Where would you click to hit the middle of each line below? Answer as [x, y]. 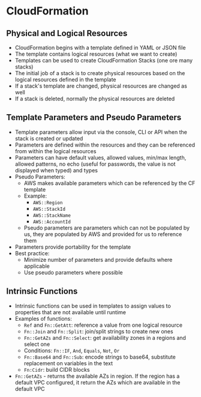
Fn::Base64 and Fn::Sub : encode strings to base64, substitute [100, 357]
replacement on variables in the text [68, 363]
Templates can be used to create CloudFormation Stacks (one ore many [104, 60]
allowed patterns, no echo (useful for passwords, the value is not [95, 164]
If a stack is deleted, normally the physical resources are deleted [95, 98]
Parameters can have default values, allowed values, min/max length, [100, 157]
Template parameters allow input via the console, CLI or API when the [101, 132]
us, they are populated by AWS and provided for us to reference [103, 234]
